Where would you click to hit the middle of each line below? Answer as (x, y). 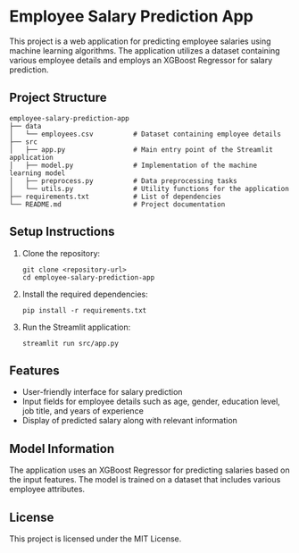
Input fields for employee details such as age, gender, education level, (151, 402)
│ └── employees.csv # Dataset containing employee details (145, 134)
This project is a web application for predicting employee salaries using (140, 41)
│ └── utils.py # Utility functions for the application (149, 189)
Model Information (62, 448)
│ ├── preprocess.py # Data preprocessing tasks (124, 180)
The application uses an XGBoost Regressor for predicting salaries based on (149, 470)
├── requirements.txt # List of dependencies (115, 197)
